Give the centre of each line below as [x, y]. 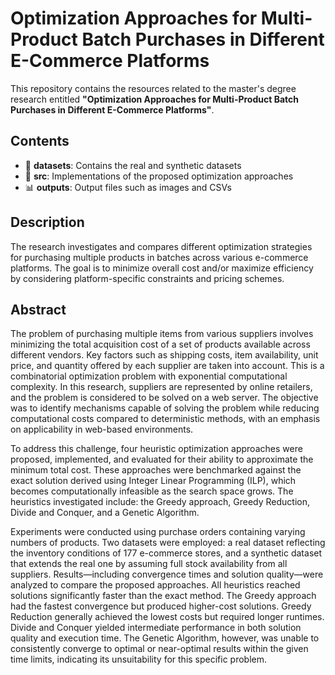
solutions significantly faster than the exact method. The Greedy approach [163, 596]
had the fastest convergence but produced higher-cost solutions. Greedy [161, 606]
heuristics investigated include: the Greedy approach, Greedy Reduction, [160, 502]
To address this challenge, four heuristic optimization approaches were [156, 449]
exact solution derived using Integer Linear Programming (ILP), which [153, 481]
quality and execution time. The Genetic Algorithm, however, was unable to [165, 638]
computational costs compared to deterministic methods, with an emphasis [165, 419]
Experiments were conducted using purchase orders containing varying [158, 532]
